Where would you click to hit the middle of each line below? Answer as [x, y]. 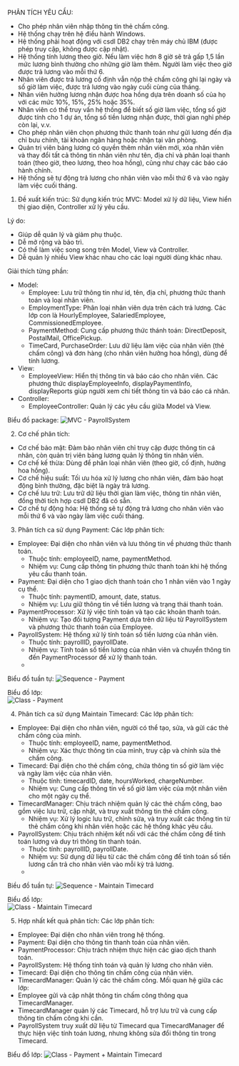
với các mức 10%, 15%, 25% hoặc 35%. [76, 102]
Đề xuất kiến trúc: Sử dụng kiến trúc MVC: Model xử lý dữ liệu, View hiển [124, 199]
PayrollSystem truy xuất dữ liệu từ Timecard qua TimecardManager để [121, 1026]
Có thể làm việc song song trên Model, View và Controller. [103, 250]
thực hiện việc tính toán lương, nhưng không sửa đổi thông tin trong [117, 1033]
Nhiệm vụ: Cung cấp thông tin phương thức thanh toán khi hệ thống [128, 566]
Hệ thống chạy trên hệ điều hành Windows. [81, 34]
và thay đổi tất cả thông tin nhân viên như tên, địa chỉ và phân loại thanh [124, 155]
